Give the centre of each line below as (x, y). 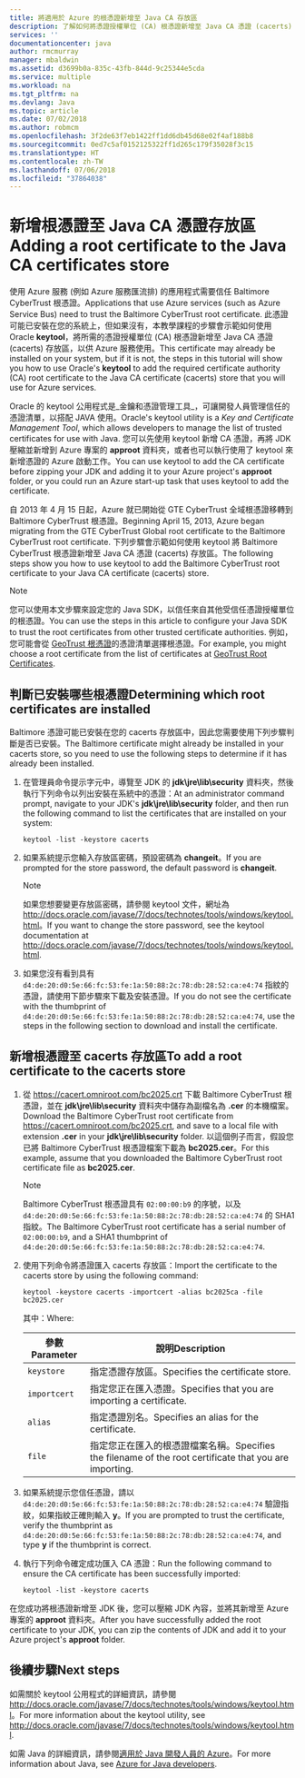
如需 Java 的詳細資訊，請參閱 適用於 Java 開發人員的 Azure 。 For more (140, 1753)
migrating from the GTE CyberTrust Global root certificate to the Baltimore (148, 531)
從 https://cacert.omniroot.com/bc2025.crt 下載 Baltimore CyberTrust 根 (157, 1094)
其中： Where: (48, 1317)
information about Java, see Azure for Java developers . (113, 1763)
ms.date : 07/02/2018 (49, 119)
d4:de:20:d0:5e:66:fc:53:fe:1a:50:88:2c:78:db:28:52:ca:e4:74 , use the (158, 1016)
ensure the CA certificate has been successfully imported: (131, 1574)
